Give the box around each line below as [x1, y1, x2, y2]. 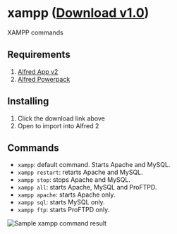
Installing [7, 95, 49, 107]
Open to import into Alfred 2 [17, 121, 99, 130]
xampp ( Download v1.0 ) [7, 5, 149, 21]
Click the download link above [17, 114, 106, 123]
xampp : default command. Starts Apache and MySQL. [17, 161, 171, 169]
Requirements [7, 49, 71, 61]
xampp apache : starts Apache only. [17, 190, 116, 199]
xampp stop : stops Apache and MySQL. [17, 175, 130, 184]
